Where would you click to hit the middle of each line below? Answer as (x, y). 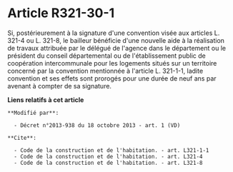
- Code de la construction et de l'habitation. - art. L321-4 (108, 156)
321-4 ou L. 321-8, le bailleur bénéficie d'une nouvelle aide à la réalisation (116, 40)
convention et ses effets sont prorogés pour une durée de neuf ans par (112, 78)
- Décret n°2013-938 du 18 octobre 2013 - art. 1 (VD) (97, 125)
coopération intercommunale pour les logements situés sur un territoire (112, 63)
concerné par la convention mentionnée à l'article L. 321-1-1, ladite (105, 71)
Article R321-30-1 (61, 13)
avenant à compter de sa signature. (60, 86)
